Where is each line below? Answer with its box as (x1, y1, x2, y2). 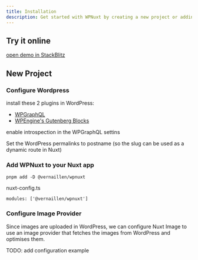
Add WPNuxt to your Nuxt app (6, 161, 94, 169)
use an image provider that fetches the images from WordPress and (6, 229, 171, 236)
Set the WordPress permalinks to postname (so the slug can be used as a (6, 140, 184, 147)
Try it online (6, 36, 51, 46)
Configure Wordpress (6, 86, 70, 94)
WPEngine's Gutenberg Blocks (14, 117, 90, 124)
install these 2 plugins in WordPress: (6, 99, 94, 106)
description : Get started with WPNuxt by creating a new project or (6, 14, 178, 20)
